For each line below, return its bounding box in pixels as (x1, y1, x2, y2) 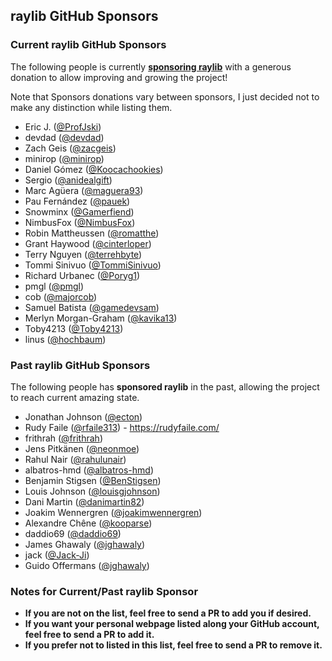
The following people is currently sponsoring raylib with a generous (10, 60, 292, 73)
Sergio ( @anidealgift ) (24, 174, 113, 186)
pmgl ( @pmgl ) (24, 280, 85, 292)
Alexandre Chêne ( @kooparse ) (24, 517, 153, 529)
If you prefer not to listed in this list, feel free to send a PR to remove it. (24, 639, 323, 651)
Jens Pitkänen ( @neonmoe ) (24, 442, 140, 454)
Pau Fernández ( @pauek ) (24, 195, 131, 207)
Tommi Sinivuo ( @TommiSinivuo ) (24, 259, 162, 271)
